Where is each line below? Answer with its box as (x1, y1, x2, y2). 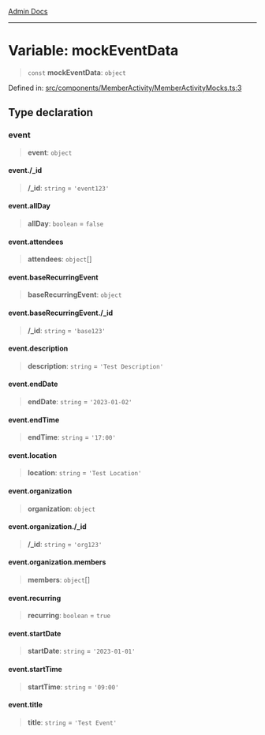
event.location (8, 450, 58, 460)
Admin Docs (8, 7, 48, 16)
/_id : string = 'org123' (27, 539, 103, 549)
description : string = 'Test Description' (27, 361, 164, 370)
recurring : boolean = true (27, 611, 111, 621)
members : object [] (27, 576, 91, 585)
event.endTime (8, 414, 60, 425)
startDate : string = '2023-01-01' (27, 647, 136, 656)
